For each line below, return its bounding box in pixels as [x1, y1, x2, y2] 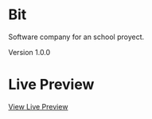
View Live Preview [8, 101, 68, 111]
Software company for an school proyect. [8, 32, 145, 42]
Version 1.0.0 [8, 47, 51, 57]
